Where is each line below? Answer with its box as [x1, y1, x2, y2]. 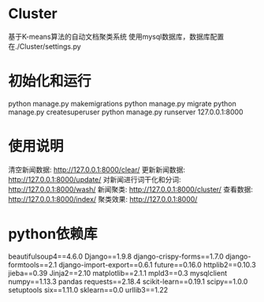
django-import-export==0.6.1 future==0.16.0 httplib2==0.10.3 [58, 259, 256, 269]
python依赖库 [8, 226, 98, 243]
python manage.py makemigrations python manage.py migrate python [8, 99, 236, 108]
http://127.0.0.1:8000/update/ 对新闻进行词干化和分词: [8, 174, 181, 184]
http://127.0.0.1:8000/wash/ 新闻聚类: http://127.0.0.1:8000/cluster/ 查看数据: [8, 185, 254, 194]
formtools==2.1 [8, 259, 58, 269]
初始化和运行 [8, 73, 92, 91]
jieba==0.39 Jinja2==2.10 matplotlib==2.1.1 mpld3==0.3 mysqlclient [8, 268, 228, 278]
